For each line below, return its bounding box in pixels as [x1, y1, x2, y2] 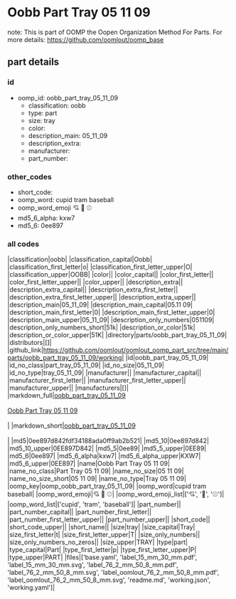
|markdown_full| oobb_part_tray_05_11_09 [7, 391, 126, 400]
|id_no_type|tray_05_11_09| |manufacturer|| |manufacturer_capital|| [7, 369, 202, 377]
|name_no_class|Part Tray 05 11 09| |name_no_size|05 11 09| [7, 467, 184, 475]
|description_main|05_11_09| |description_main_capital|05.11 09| [7, 300, 193, 309]
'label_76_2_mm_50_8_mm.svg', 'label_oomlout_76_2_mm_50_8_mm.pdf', [7, 568, 220, 577]
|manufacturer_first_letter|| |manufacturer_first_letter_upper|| [7, 376, 186, 385]
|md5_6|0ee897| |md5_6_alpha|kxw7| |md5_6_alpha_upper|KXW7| [7, 452, 201, 460]
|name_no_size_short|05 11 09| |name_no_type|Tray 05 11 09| [7, 475, 187, 483]
